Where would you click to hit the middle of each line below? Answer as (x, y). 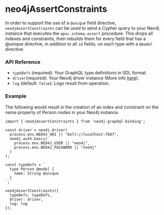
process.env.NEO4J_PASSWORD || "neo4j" (55, 147)
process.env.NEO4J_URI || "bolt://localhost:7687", (64, 134)
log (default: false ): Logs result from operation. (61, 83)
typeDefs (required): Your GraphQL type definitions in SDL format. (80, 73)
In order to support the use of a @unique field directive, (61, 23)
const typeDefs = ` (25, 164)
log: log (19, 204)
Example (16, 96)
